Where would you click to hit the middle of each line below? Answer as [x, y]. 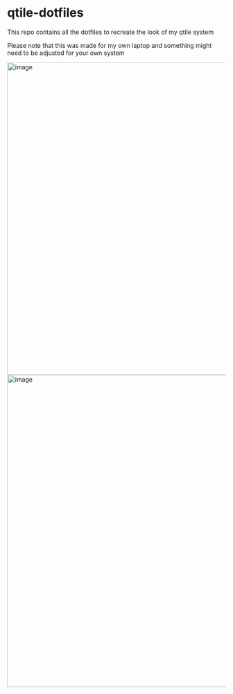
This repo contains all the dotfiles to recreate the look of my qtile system [110, 32]
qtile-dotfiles [45, 13]
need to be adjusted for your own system [66, 53]
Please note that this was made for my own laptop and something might [110, 45]
